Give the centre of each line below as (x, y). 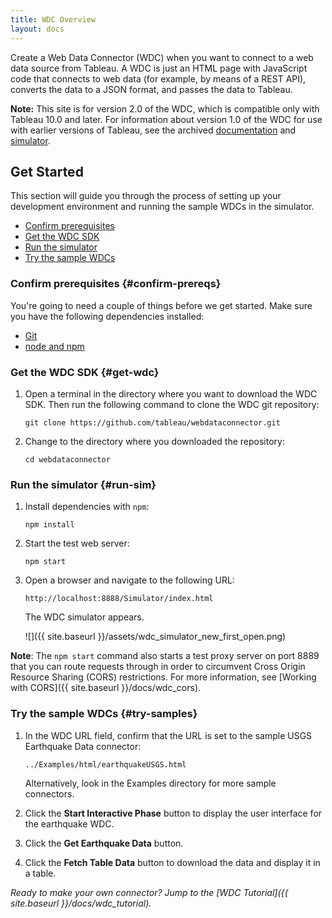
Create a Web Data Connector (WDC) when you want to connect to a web (162, 57)
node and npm (54, 346)
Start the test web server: (77, 543)
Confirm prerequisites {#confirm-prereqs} (116, 284)
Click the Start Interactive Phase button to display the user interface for (173, 813)
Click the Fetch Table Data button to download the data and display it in (172, 862)
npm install (49, 525)
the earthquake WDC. (69, 823)
